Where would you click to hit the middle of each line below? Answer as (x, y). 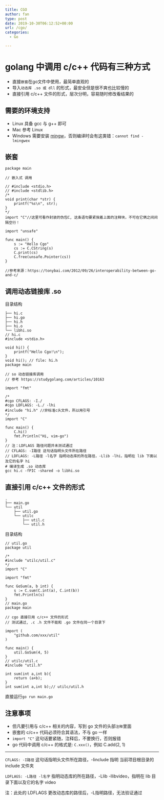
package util (18, 548)
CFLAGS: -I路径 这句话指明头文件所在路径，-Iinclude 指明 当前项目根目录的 (80, 759)
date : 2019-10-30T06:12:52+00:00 (39, 23)
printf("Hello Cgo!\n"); (39, 352)
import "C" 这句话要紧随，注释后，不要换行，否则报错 (66, 738)
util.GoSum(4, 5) (31, 652)
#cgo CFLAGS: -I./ (24, 401)
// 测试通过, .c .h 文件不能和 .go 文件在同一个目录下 (55, 623)
